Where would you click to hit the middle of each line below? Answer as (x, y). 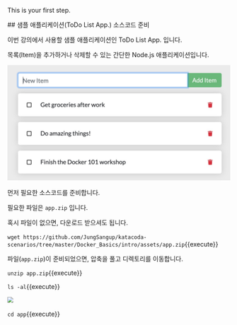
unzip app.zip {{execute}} (45, 273)
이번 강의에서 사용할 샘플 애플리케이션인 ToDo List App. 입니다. (95, 40)
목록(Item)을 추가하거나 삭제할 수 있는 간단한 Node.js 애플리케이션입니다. (109, 55)
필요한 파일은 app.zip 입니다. (48, 207)
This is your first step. (39, 10)
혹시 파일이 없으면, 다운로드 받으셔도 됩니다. (68, 223)
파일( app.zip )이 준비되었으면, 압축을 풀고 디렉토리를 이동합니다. (96, 259)
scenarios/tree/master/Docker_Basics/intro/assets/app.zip (96, 244)
